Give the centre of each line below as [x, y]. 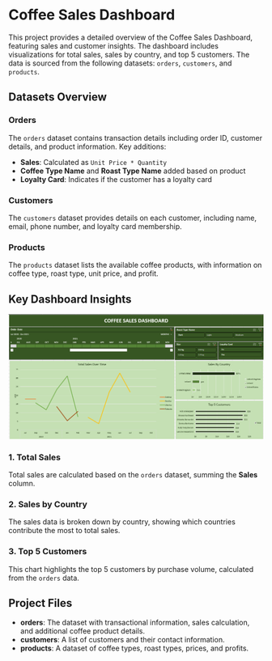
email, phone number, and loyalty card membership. [95, 226]
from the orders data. [44, 578]
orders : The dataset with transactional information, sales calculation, [135, 623]
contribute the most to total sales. [64, 531]
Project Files [40, 603]
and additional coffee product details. [83, 631]
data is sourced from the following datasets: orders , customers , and [120, 63]
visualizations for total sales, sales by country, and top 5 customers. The [129, 54]
